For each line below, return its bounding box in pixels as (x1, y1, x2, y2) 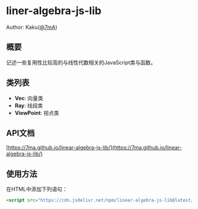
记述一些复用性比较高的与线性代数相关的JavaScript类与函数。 (6, 59, 156, 66)
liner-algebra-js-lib (6, 4, 102, 18)
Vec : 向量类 (14, 94, 43, 101)
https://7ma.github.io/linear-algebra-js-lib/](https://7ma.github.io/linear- (8, 144, 182, 151)
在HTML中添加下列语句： (6, 185, 68, 193)
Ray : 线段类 (14, 102, 43, 109)
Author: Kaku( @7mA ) (6, 24, 58, 31)
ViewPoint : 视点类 (14, 109, 60, 116)
